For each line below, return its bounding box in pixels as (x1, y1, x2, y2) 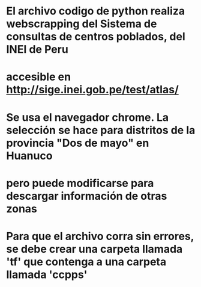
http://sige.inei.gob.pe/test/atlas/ (6, 83, 179, 97)
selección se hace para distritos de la (6, 123, 196, 137)
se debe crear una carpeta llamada (6, 242, 183, 256)
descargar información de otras (6, 189, 167, 203)
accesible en (6, 70, 71, 84)
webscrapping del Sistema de (6, 17, 157, 31)
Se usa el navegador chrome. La (6, 110, 169, 124)
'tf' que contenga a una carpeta (6, 255, 167, 268)
